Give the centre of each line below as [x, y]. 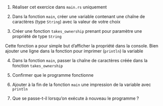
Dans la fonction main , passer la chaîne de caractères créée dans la [80, 60]
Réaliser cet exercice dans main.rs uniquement [60, 7]
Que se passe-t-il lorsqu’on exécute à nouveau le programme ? [75, 98]
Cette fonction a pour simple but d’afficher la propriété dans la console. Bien [82, 46]
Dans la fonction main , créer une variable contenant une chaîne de [79, 16]
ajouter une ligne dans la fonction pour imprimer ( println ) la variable [74, 51]
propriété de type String [37, 36]
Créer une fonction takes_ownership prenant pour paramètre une [77, 31]
